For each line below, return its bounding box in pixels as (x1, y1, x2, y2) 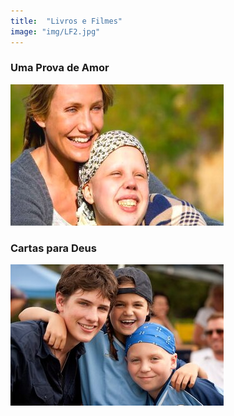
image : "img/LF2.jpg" (10, 26, 101, 37)
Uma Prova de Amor (10, 61, 110, 75)
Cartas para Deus (10, 241, 97, 255)
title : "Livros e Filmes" (10, 16, 123, 26)
